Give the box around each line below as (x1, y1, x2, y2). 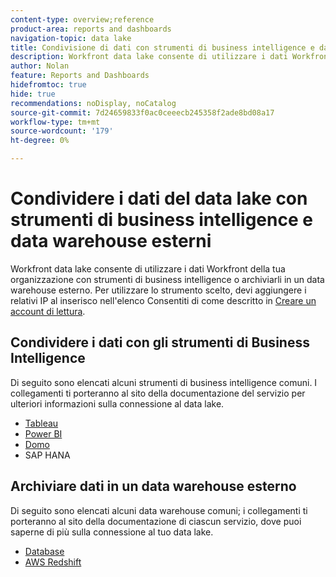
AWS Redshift (24, 556, 82, 568)
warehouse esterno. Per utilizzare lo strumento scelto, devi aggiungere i (10, 284, 307, 296)
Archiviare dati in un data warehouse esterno (10, 478, 297, 495)
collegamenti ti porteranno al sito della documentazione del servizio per (10, 387, 306, 399)
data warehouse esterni (10, 230, 212, 253)
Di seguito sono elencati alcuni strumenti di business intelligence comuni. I (10, 376, 318, 388)
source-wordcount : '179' (10, 126, 114, 136)
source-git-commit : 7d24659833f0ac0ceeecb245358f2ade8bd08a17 (10, 107, 275, 118)
